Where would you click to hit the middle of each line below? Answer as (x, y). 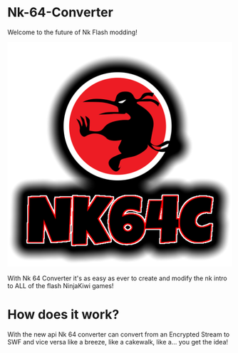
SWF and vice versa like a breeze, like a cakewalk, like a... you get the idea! (118, 342)
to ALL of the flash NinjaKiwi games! (61, 285)
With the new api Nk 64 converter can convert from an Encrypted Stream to (119, 334)
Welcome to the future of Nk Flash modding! (72, 32)
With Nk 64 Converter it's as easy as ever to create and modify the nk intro (117, 278)
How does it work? (63, 315)
